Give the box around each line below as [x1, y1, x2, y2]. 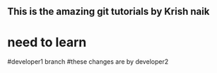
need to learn [7, 34, 87, 50]
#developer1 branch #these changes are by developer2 [7, 57, 169, 66]
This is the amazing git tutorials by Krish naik [7, 6, 210, 18]
